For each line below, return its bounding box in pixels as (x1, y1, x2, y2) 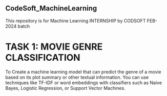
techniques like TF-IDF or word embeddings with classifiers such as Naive (5, 79, 162, 86)
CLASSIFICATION (5, 52, 80, 63)
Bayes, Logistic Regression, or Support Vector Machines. (5, 85, 126, 91)
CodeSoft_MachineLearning (5, 4, 97, 13)
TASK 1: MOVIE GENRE (5, 41, 103, 53)
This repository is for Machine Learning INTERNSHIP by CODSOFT (5, 17, 146, 23)
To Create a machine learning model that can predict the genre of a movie (5, 68, 161, 75)
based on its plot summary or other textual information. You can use (5, 74, 149, 80)
